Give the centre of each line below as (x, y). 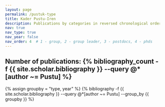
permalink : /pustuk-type (30, 14)
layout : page (18, 10)
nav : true (15, 28)
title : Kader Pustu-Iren (30, 19)
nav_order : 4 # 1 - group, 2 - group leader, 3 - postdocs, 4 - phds (79, 42)
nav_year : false (22, 37)
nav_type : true (21, 32)
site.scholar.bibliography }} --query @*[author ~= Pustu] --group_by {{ (77, 94)
